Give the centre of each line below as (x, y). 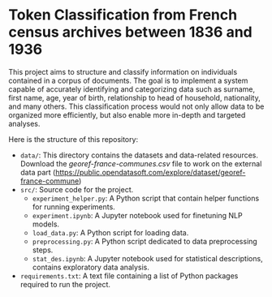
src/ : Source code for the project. (77, 189)
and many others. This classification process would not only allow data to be (136, 106)
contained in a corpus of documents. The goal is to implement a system (128, 80)
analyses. (24, 123)
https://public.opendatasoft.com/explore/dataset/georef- (151, 172)
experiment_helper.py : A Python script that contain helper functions (146, 198)
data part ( (38, 172)
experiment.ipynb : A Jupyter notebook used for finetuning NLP (137, 215)
